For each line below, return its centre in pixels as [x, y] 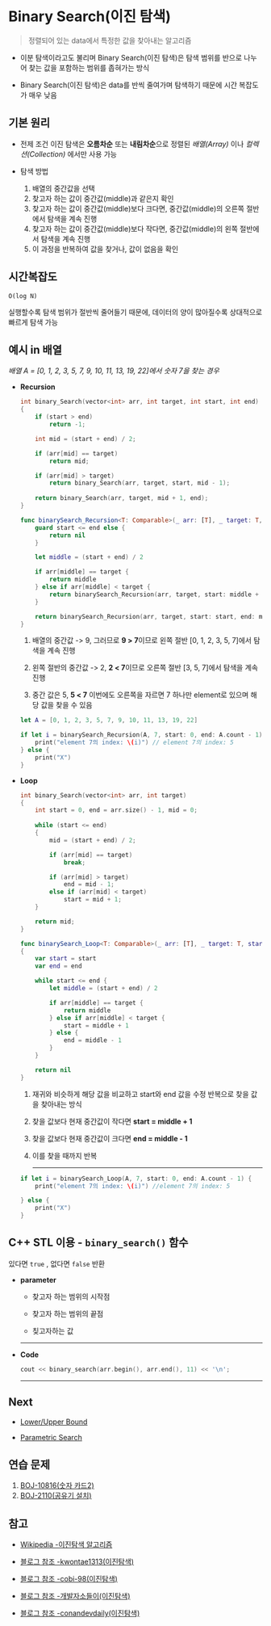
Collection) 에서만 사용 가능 [73, 153]
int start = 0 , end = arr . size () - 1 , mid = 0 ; [116, 810]
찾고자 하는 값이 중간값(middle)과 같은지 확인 [103, 198]
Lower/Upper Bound [54, 1422]
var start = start [66, 959]
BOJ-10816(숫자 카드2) [57, 1485]
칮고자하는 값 [53, 1330]
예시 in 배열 [35, 349]
